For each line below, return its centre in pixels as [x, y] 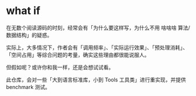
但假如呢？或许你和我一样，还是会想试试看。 [60, 67]
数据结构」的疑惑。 [29, 35]
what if [23, 11]
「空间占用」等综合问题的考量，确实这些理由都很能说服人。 [78, 54]
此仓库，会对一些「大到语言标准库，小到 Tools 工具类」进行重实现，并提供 [96, 80]
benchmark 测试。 [28, 87]
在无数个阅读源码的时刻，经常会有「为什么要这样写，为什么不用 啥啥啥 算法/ [98, 28]
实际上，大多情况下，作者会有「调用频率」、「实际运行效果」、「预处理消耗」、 [97, 47]
